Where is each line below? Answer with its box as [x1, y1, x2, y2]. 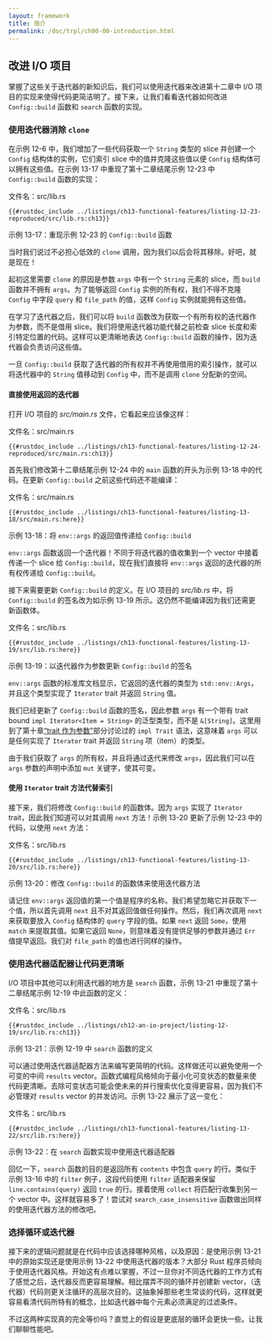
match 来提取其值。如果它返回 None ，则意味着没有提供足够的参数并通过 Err [8, 925, 256, 935]
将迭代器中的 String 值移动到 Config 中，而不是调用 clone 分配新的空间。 [8, 370, 252, 379]
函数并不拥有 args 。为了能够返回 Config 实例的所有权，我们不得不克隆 [8, 285, 242, 294]
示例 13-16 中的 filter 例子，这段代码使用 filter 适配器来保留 [8, 1174, 216, 1184]
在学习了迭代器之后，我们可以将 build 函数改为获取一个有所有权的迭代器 [8, 312, 250, 322]
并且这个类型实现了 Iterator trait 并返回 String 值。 [8, 688, 181, 698]
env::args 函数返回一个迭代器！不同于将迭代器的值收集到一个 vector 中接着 [8, 548, 260, 557]
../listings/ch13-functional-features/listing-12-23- [77, 208, 262, 216]
